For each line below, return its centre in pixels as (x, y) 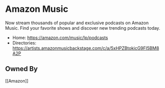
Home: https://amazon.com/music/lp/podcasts (60, 38)
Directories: (24, 43)
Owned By (22, 69)
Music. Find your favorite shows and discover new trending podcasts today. (83, 28)
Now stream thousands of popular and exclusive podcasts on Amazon (77, 23)
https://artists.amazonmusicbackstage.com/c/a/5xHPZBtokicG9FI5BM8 (86, 48)
